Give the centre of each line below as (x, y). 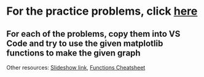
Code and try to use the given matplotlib (85, 43)
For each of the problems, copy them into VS (93, 34)
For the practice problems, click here (102, 11)
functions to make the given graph (73, 53)
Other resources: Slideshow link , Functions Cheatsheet (76, 68)
